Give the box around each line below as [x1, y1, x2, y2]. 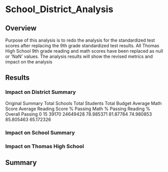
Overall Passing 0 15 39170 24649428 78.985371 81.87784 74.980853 [5, 111, 152, 117]
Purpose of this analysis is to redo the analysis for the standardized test [5, 37, 155, 43]
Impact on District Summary [5, 89, 76, 96]
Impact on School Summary [5, 129, 75, 136]
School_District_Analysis [5, 4, 114, 15]
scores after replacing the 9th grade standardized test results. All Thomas [5, 43, 160, 49]
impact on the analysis [5, 59, 52, 64]
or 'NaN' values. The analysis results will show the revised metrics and [5, 53, 153, 59]
